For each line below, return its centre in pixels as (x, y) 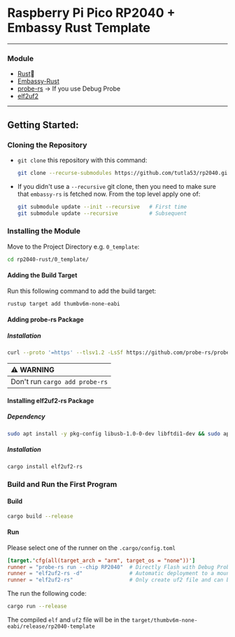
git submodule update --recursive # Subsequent (102, 213)
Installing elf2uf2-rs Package (51, 400)
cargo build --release (40, 516)
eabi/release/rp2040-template (51, 626)
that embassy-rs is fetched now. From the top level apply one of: (109, 194)
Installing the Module (44, 231)
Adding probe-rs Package (45, 320)
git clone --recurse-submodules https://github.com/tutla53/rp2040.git (124, 173)
